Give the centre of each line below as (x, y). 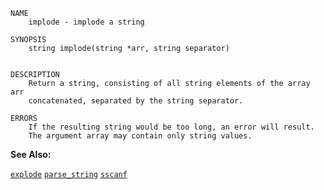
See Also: (31, 154)
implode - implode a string (86, 22)
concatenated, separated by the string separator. (136, 101)
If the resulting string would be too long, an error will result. (171, 127)
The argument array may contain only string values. (140, 136)
